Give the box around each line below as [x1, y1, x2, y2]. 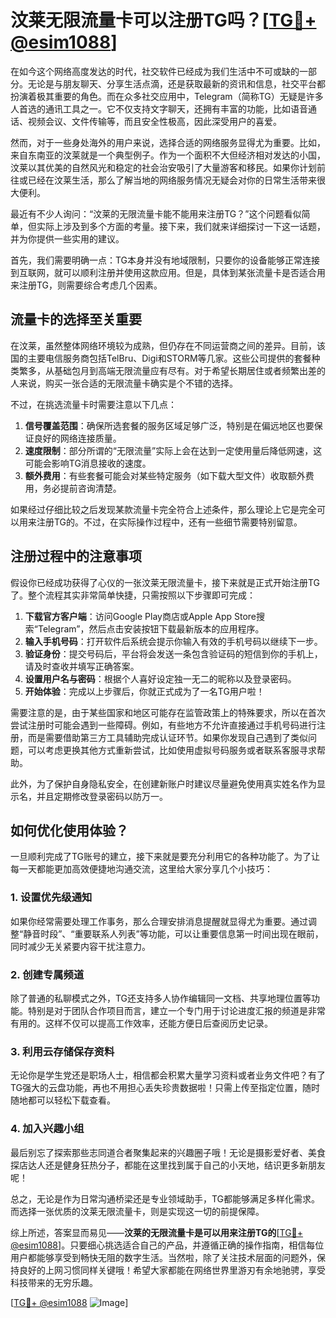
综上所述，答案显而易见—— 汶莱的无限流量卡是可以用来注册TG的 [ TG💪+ [10, 1226, 304, 1238]
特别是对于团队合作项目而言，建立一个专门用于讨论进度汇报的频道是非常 [27, 1004, 326, 1016]
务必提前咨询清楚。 [42, 482, 122, 494]
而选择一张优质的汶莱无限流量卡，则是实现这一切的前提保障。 [10, 1205, 265, 1217]
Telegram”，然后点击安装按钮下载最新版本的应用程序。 [37, 622, 265, 635]
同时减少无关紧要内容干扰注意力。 [10, 940, 151, 952]
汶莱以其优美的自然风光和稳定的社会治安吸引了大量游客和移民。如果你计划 [10, 161, 317, 173]
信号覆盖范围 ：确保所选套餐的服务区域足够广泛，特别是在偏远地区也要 [24, 419, 315, 431]
